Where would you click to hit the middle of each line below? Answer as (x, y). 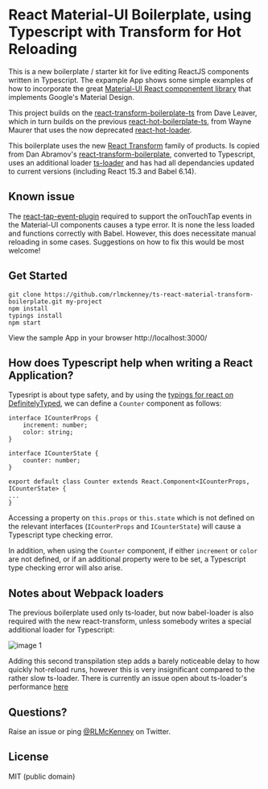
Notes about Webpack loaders (86, 593)
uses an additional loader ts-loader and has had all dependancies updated (132, 162)
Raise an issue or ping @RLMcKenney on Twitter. (90, 731)
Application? (41, 376)
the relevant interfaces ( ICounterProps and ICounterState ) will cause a (125, 527)
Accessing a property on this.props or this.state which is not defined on (132, 518)
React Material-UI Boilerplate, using (130, 15)
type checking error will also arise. (66, 568)
